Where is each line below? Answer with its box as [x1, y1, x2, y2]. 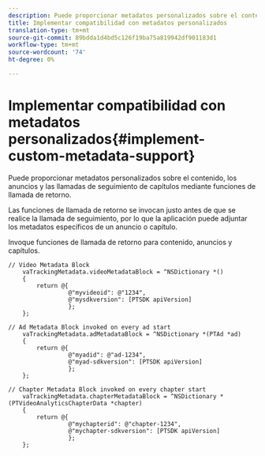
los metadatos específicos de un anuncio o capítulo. [8, 222, 178, 232]
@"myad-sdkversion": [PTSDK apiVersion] [68, 357, 203, 366]
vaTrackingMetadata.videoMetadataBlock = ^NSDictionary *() [22, 268, 224, 276]
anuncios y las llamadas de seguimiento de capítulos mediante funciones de [8, 181, 256, 190]
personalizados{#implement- [8, 130, 206, 149]
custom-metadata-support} [8, 147, 196, 165]
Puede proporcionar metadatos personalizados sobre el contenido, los [8, 173, 237, 183]
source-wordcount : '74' [8, 48, 87, 56]
